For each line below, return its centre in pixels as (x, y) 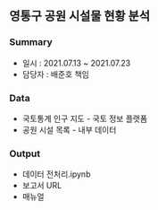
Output (25, 153)
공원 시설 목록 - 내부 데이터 (69, 129)
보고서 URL (42, 186)
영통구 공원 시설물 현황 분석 (79, 16)
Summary (31, 42)
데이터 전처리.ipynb (56, 174)
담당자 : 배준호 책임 (55, 74)
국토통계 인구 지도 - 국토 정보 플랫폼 (85, 118)
